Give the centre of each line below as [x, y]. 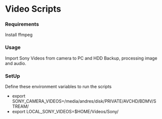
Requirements [22, 24]
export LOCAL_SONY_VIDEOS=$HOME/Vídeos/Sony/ [65, 112]
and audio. [16, 63]
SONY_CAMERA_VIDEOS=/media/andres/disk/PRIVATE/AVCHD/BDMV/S [84, 101]
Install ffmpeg [19, 35]
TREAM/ [20, 106]
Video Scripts [33, 9]
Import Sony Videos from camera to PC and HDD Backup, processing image [81, 58]
